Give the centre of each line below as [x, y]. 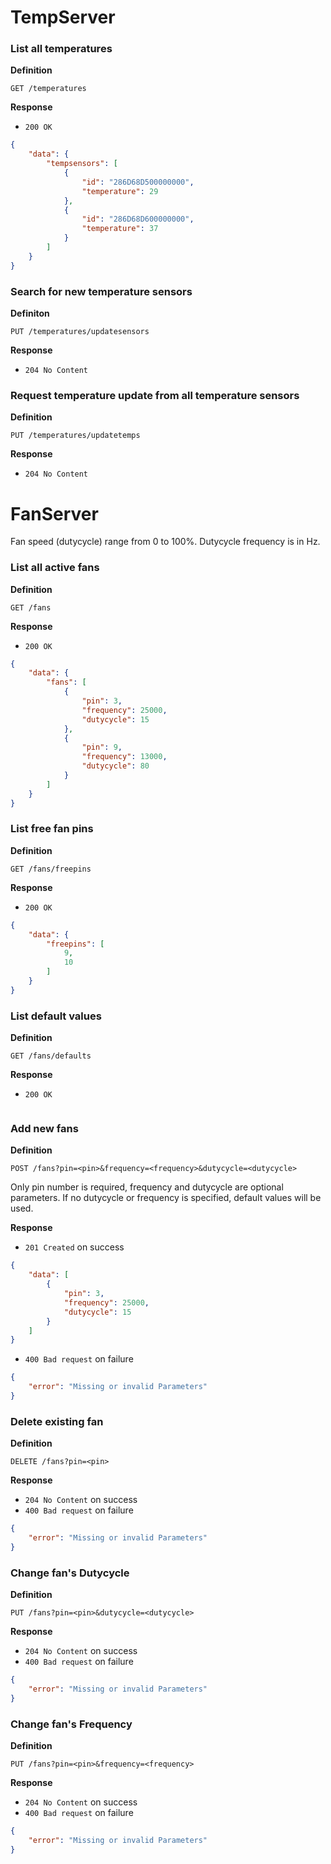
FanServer [54, 513]
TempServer [63, 17]
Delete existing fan [57, 1421]
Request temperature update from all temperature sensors [155, 395]
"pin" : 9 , [102, 747]
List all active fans [55, 568]
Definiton [30, 313]
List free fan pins [52, 829]
